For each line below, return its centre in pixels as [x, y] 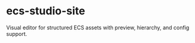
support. [17, 33]
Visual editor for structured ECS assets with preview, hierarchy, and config [98, 27]
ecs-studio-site [46, 11]
